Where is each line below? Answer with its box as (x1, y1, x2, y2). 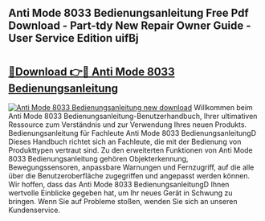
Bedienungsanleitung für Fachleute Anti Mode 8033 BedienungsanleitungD (8, 129, 257, 137)
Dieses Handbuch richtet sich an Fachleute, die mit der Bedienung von (8, 137, 242, 146)
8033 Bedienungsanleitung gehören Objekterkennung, (8, 154, 189, 163)
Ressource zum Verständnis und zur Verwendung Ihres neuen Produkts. (8, 120, 247, 129)
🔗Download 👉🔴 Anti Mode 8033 (8, 64, 175, 79)
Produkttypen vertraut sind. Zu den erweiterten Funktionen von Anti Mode (8, 145, 253, 155)
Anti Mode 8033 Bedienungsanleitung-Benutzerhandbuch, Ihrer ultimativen (8, 112, 258, 121)
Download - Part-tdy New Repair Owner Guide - (8, 19, 251, 33)
